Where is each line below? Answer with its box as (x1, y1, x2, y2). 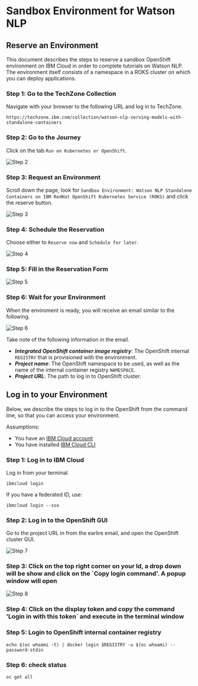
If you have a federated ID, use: (6, 491, 83, 498)
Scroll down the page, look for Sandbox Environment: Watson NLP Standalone (6, 186, 192, 194)
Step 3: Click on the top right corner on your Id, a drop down (6, 562, 181, 571)
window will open (6, 577, 57, 585)
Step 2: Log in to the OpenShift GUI (6, 516, 108, 524)
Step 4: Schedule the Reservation (6, 225, 105, 233)
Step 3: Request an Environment (6, 173, 100, 181)
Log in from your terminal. (6, 469, 70, 476)
